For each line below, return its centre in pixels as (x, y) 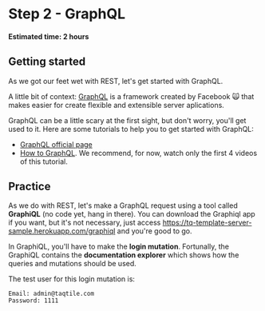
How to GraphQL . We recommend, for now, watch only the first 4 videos (138, 153)
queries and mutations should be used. (73, 264)
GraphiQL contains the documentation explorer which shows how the (124, 255)
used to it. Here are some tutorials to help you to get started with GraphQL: (131, 129)
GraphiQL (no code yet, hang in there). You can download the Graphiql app (132, 214)
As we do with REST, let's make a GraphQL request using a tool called (123, 205)
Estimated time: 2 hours (49, 36)
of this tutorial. (44, 161)
